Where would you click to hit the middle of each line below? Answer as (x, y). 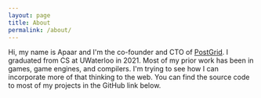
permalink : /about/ (40, 30)
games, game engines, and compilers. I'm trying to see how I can (114, 69)
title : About (29, 23)
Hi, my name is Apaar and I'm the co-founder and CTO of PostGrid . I (118, 53)
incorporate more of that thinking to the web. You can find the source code (129, 77)
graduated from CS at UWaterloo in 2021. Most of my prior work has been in (131, 60)
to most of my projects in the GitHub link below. (85, 85)
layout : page (29, 15)
